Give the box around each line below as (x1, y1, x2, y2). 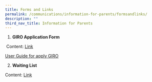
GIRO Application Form (12, 34, 60, 40)
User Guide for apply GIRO (5, 53, 59, 59)
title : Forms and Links (5, 7, 54, 12)
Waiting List (12, 62, 37, 68)
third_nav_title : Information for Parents (5, 20, 93, 26)
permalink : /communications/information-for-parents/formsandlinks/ (5, 12, 148, 17)
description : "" (5, 16, 38, 21)
